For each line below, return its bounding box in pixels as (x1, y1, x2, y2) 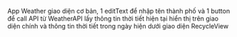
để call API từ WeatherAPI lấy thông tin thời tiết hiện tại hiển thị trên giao (7, 14, 219, 23)
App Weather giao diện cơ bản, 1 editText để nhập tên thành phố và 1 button (7, 7, 231, 15)
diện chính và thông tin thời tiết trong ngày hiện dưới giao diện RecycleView (7, 22, 229, 30)
